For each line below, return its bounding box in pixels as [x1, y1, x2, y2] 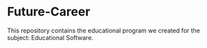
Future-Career [7, 4, 90, 20]
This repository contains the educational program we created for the [7, 26, 201, 34]
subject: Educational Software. [7, 33, 94, 41]
